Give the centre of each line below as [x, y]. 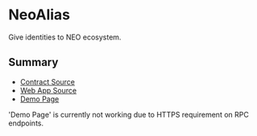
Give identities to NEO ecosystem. [65, 37]
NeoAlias [39, 15]
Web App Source [48, 90]
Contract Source [47, 81]
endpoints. [26, 123]
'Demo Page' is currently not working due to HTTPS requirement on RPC [129, 114]
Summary [33, 62]
